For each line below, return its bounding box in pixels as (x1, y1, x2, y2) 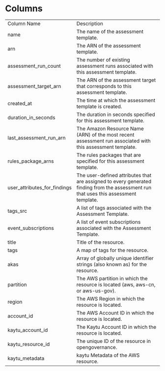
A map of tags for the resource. (76, 247, 149, 254)
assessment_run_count (7, 62, 61, 69)
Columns (5, 3, 43, 14)
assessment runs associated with (76, 62, 154, 69)
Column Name (7, 20, 41, 27)
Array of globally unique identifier (76, 255, 154, 261)
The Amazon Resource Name (76, 125, 144, 132)
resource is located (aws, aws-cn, (76, 281, 156, 288)
